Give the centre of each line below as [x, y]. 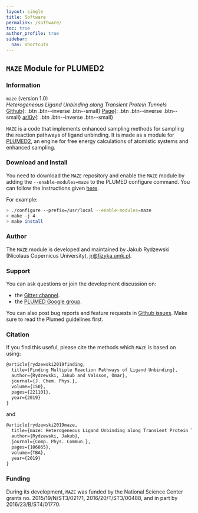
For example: [22, 199]
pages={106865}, [31, 447]
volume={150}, [29, 387]
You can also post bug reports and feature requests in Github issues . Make [97, 313]
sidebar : [17, 39]
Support [18, 271]
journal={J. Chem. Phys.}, [44, 381]
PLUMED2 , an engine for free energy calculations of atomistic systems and [97, 141]
